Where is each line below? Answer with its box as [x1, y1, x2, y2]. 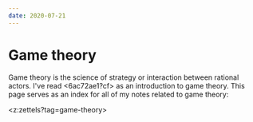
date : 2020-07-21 [8, 11, 66, 20]
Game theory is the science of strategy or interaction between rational [8, 73, 239, 82]
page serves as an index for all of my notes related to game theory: [8, 89, 229, 99]
